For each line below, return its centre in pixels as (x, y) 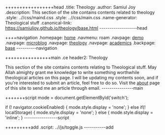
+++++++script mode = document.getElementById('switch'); (67, 98)
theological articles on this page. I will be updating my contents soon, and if (82, 78)
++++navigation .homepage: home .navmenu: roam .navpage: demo (74, 37)
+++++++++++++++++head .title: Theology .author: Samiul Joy (70, 7)
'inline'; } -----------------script (37, 118)
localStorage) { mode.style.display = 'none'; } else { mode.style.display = (79, 112)
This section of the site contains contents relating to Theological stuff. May (81, 67)
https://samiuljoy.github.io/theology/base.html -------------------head (76, 28)
